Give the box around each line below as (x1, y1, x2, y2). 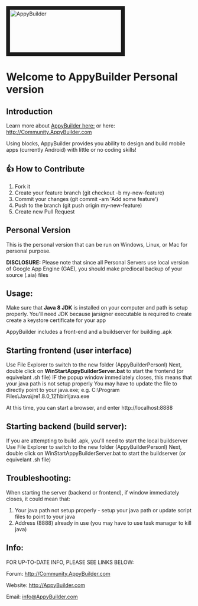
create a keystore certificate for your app (6, 317, 106, 324)
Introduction (6, 106, 53, 116)
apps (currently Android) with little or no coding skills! (6, 146, 137, 153)
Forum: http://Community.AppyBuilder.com (6, 570, 111, 577)
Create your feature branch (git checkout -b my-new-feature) (14, 189, 164, 196)
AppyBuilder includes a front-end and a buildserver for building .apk (6, 328, 172, 336)
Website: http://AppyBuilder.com (6, 581, 86, 589)
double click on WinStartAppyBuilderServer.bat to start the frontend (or (6, 368, 184, 375)
